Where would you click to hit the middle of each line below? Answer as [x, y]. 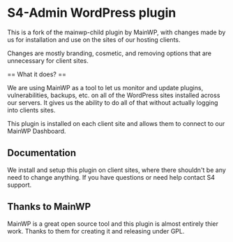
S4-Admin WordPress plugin [92, 13]
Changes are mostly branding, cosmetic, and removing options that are [110, 53]
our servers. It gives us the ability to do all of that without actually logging [113, 102]
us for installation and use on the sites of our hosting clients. [94, 39]
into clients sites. [31, 110]
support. [20, 185]
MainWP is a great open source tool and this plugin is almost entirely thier [113, 223]
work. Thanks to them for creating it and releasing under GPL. [96, 231]
